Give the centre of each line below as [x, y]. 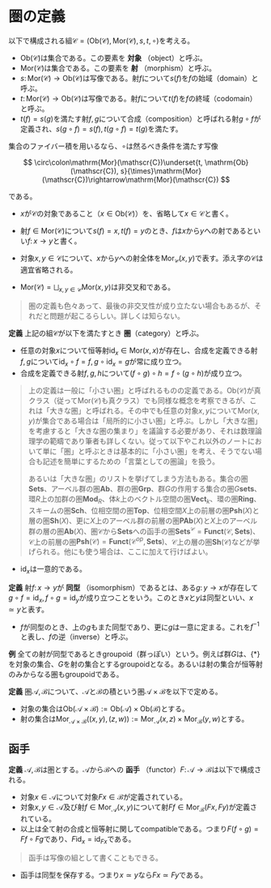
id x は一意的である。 [53, 570]
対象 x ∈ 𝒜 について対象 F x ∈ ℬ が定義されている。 [104, 797]
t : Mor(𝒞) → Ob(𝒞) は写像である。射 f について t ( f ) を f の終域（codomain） [138, 98]
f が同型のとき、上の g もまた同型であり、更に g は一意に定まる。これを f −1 [140, 626]
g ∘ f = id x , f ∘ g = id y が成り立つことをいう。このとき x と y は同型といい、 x [131, 598]
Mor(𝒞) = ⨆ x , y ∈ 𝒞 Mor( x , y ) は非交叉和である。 [97, 287]
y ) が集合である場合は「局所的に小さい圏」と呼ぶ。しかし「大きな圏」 [145, 421]
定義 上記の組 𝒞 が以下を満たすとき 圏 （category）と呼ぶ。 [106, 332]
